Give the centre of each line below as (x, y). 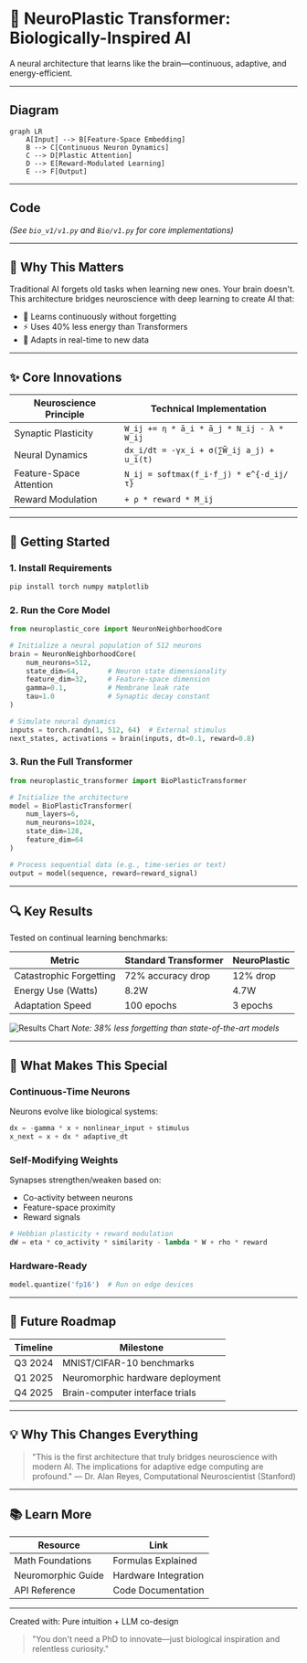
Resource (59, 1545)
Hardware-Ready (48, 1266)
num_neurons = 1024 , (61, 823)
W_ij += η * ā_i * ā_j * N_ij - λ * (204, 429)
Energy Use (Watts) (56, 990)
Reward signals (51, 1217)
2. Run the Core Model (60, 609)
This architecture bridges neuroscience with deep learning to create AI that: (152, 299)
